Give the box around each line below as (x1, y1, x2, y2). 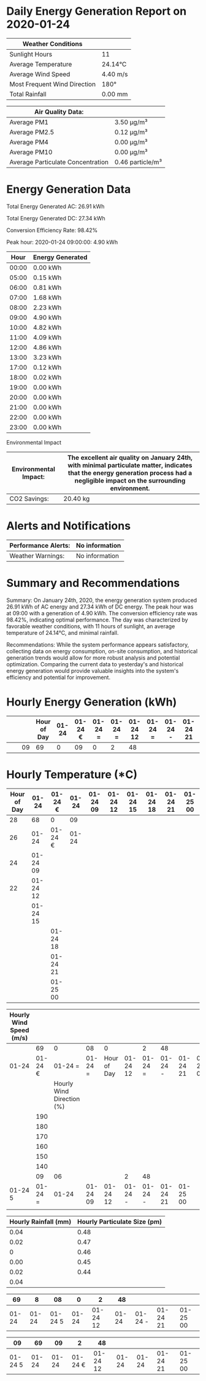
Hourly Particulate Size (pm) (77, 1217, 162, 1226)
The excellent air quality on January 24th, (67, 453, 193, 462)
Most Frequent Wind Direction (9, 80, 96, 88)
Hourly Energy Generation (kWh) (6, 695, 177, 709)
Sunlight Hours (9, 50, 53, 58)
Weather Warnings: (9, 551, 65, 560)
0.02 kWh (32, 373, 62, 381)
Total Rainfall (9, 90, 47, 98)
